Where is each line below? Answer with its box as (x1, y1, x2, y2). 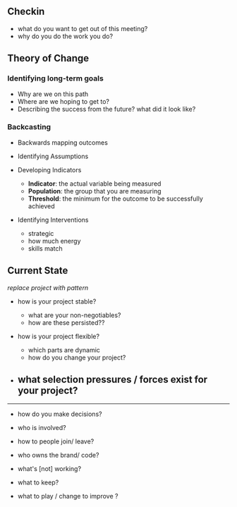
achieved (28, 201, 55, 210)
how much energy (28, 237, 81, 245)
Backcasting (7, 122, 51, 132)
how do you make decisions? (17, 410, 102, 419)
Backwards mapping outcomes (17, 138, 108, 147)
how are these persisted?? (28, 318, 105, 327)
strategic (28, 229, 54, 237)
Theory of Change (7, 52, 90, 64)
